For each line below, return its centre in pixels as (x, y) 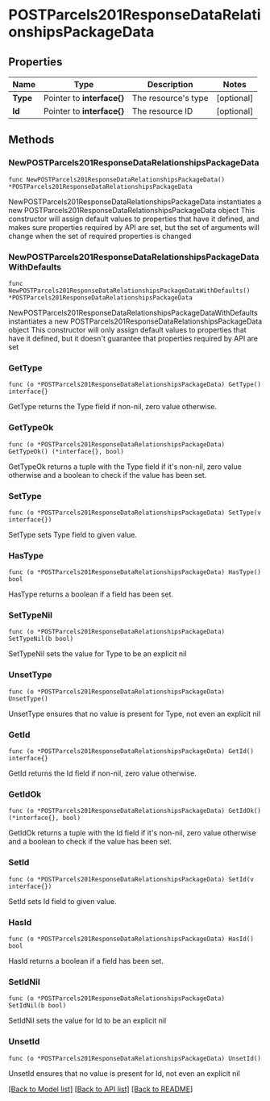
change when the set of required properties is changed (100, 236)
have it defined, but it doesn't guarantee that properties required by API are (133, 338)
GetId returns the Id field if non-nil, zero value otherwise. (103, 773)
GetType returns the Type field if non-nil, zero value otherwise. (113, 407)
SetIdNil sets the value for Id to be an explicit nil (87, 1021)
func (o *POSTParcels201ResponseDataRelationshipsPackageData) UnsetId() (135, 1058)
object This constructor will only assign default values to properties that (128, 329)
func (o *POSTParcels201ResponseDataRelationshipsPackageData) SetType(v (135, 513)
